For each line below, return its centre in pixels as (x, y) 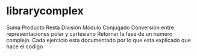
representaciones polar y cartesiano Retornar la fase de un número (89, 33)
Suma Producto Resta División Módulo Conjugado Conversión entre (90, 27)
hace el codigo (25, 46)
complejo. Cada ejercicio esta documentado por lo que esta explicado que (98, 40)
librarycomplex (45, 11)
